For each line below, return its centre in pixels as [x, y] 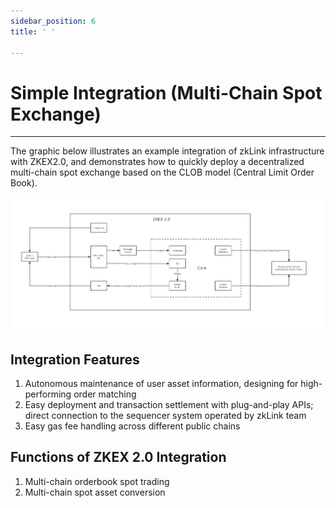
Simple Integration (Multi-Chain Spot [166, 92]
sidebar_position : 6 [53, 21]
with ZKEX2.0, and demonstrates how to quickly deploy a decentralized [157, 162]
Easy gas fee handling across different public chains [132, 426]
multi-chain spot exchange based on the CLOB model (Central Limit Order [162, 172]
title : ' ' [33, 31]
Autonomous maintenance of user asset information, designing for [161, 383]
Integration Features [75, 359]
